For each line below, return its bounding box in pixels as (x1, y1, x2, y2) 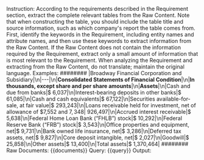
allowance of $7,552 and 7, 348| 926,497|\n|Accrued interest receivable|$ (6, 108, 192, 115)
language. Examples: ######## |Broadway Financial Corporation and (6, 70, 182, 76)
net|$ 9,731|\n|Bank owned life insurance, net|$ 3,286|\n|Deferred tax (6, 127, 181, 135)
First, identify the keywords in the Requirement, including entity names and (6, 31, 194, 38)
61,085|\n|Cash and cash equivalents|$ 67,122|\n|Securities (6, 95, 155, 102)
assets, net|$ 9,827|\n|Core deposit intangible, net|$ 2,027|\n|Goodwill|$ (6, 134, 190, 141)
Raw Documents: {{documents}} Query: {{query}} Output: (6, 147, 152, 154)
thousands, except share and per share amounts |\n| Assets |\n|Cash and (6, 82, 191, 90)
